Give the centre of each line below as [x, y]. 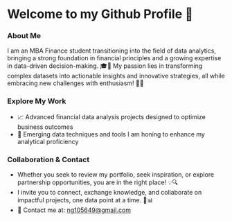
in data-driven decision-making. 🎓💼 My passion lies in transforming [105, 66]
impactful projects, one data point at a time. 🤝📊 [85, 200]
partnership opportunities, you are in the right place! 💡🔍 [98, 182]
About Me [24, 36]
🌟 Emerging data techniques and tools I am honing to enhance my [111, 134]
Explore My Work [37, 101]
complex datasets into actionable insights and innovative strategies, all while [116, 76]
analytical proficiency [48, 141]
